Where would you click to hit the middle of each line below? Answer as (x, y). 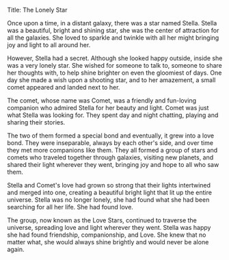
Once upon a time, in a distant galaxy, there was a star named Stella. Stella (112, 23)
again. (16, 249)
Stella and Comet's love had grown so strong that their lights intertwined (109, 185)
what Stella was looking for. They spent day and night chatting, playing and (113, 115)
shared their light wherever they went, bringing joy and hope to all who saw (113, 165)
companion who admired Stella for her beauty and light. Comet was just (108, 108)
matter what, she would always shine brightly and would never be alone (108, 242)
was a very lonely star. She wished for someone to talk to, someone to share (114, 65)
